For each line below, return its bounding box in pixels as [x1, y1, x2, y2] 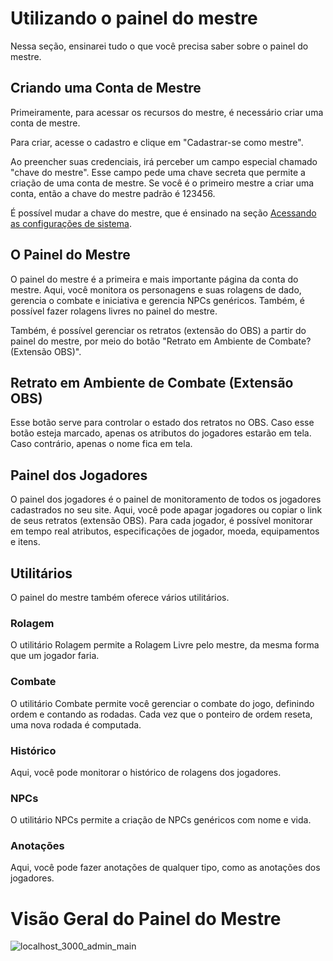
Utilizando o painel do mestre [10, 7, 258, 30]
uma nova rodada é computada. [10, 718, 142, 731]
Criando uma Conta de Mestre [10, 80, 202, 97]
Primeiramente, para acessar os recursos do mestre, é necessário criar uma [10, 106, 324, 118]
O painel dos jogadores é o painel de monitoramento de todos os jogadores [10, 493, 322, 506]
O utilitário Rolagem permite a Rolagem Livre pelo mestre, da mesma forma [10, 639, 320, 651]
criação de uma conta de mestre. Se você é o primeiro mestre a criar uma [10, 177, 315, 189]
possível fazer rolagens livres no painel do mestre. [10, 305, 218, 317]
